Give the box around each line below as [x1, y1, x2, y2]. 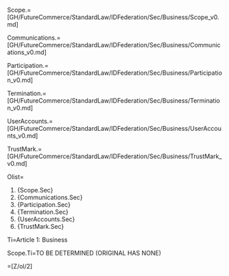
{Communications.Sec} [16, 193, 83, 201]
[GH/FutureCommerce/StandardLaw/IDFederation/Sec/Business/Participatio [7, 68, 223, 77]
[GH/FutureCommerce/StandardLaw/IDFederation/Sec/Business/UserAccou [7, 125, 221, 132]
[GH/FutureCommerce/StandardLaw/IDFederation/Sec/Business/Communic [7, 41, 221, 49]
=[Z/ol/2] [7, 262, 33, 270]
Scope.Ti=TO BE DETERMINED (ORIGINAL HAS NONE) [7, 249, 162, 257]
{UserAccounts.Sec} [16, 215, 75, 223]
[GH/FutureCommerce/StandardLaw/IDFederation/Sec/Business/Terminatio [7, 97, 221, 105]
